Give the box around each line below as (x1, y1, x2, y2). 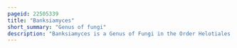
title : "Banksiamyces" (7, 17, 75, 24)
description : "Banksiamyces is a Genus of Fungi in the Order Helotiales (7, 30, 231, 37)
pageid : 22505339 (7, 10, 59, 18)
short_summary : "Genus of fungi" (7, 23, 107, 30)
